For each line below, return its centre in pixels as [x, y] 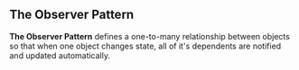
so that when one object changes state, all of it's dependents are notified [145, 46]
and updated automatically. [60, 55]
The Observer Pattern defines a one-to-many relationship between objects [150, 36]
